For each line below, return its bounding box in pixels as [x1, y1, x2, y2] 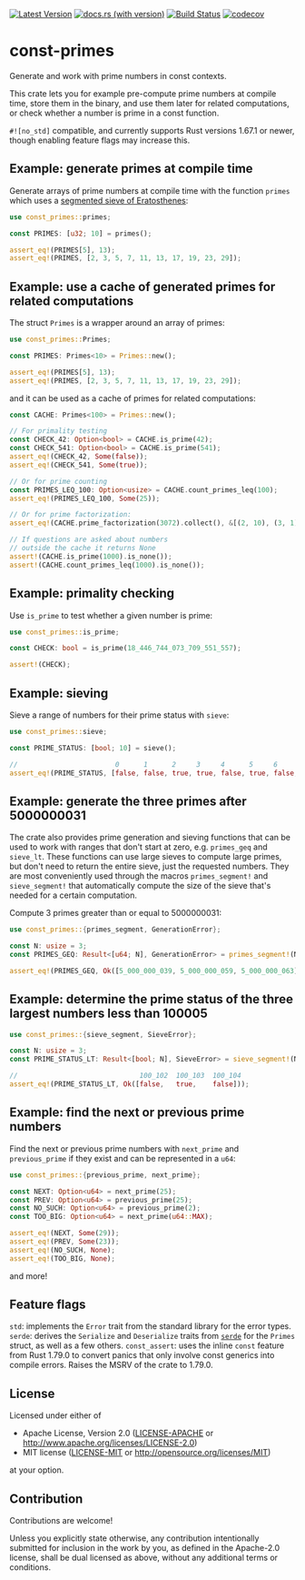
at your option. [9, 1464, 64, 1475]
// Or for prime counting [9, 477, 107, 486]
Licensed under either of [9, 1410, 102, 1421]
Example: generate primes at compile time [9, 161, 253, 176]
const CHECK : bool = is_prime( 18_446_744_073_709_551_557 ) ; [9, 644, 242, 653]
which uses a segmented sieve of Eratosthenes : [9, 195, 189, 206]
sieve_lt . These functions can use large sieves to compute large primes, [9, 851, 282, 862]
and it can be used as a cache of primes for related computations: [9, 392, 256, 404]
